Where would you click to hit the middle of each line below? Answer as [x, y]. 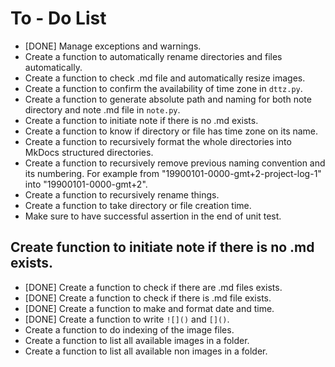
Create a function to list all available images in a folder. [137, 340]
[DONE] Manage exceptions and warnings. [113, 46]
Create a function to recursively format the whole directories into [158, 141]
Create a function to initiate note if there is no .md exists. [141, 120]
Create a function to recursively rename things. [122, 194]
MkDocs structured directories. [89, 152]
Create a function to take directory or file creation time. [138, 205]
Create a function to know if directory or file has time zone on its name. [171, 131]
